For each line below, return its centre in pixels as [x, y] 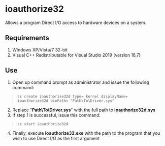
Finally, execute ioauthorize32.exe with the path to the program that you [86, 133]
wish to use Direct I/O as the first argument [56, 138]
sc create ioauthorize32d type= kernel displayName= [72, 97]
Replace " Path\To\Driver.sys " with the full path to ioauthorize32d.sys [84, 110]
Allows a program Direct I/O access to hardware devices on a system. [76, 23]
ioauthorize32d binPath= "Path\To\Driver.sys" [66, 101]
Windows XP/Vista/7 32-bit [40, 49]
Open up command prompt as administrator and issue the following [81, 82]
